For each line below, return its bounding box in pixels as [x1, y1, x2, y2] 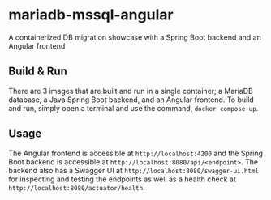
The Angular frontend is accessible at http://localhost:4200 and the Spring [8, 148, 264, 158]
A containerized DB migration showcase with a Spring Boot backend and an [8, 32, 261, 42]
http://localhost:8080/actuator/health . [8, 182, 145, 192]
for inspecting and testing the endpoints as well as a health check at [8, 174, 237, 184]
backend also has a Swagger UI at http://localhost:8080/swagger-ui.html [8, 165, 260, 175]
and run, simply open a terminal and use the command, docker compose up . [8, 103, 259, 113]
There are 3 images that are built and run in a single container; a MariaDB [8, 86, 253, 96]
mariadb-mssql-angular [8, 6, 174, 24]
